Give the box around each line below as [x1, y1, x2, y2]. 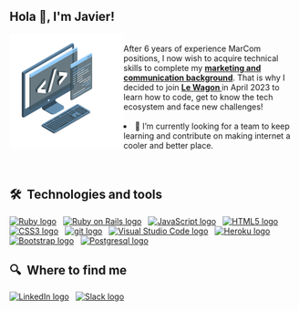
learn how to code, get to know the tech [123, 91, 273, 102]
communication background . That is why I [123, 72, 285, 83]
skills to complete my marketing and [123, 62, 262, 73]
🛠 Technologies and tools [9, 187, 162, 202]
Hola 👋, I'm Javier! [9, 9, 116, 25]
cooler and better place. [123, 140, 214, 150]
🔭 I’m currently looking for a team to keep [135, 120, 290, 131]
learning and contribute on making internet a [123, 130, 291, 141]
